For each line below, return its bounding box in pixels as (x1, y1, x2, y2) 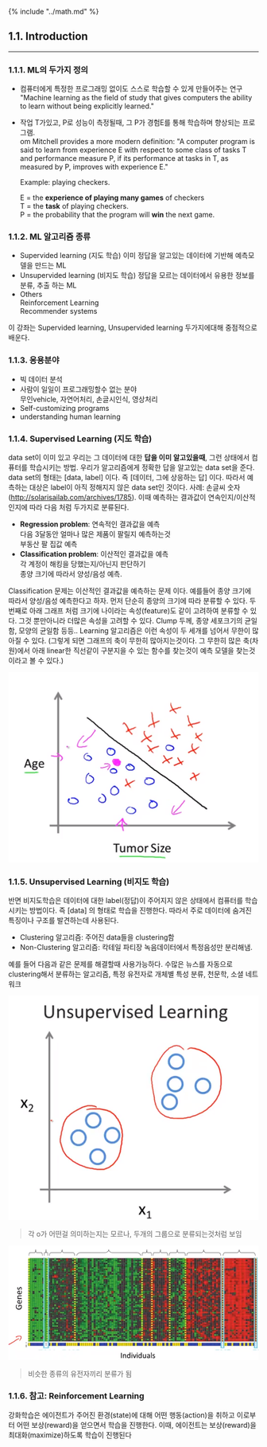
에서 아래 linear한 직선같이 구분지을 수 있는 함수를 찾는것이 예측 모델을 (17, 646, 234, 655)
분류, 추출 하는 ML (19, 280, 77, 290)
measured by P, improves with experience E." (19, 162, 168, 172)
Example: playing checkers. (19, 178, 110, 187)
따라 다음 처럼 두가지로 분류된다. (29, 503, 130, 512)
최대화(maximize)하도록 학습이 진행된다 (8, 1429, 133, 1440)
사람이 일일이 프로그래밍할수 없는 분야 (19, 384, 137, 393)
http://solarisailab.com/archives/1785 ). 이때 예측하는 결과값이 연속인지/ (10, 493, 237, 502)
